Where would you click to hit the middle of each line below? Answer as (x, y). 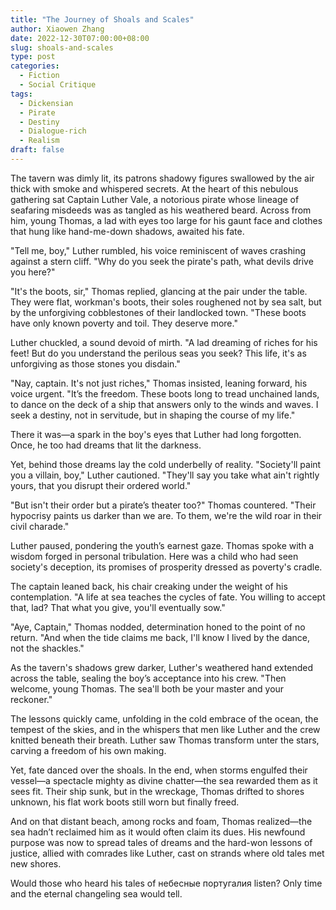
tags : (21, 94)
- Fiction (39, 76)
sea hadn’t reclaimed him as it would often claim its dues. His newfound (158, 832)
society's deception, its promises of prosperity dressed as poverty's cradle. (166, 567)
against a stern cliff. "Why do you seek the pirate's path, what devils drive (162, 261)
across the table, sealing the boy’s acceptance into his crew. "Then (148, 678)
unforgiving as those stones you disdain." (95, 363)
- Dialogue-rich (53, 131)
